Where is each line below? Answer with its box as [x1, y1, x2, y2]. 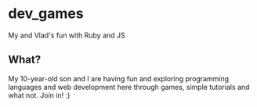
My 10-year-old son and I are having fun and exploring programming [8, 73, 230, 83]
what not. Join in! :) [8, 91, 71, 100]
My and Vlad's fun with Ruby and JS [8, 30, 125, 40]
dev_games [8, 5, 84, 23]
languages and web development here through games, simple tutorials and [8, 82, 250, 91]
